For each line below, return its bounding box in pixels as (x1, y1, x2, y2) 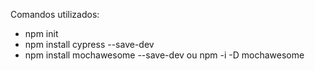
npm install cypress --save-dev (24, 39, 155, 50)
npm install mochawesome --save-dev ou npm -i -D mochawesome (24, 49, 305, 61)
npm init (24, 28, 59, 39)
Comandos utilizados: (10, 9, 100, 20)
